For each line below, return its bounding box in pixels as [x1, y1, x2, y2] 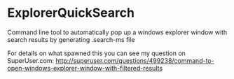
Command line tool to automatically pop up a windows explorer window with [7, 28, 228, 36]
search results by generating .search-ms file [7, 35, 135, 43]
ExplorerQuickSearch [7, 5, 135, 21]
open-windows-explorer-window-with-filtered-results [7, 64, 163, 72]
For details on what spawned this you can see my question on [7, 49, 186, 57]
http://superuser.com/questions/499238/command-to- [55, 56, 215, 64]
